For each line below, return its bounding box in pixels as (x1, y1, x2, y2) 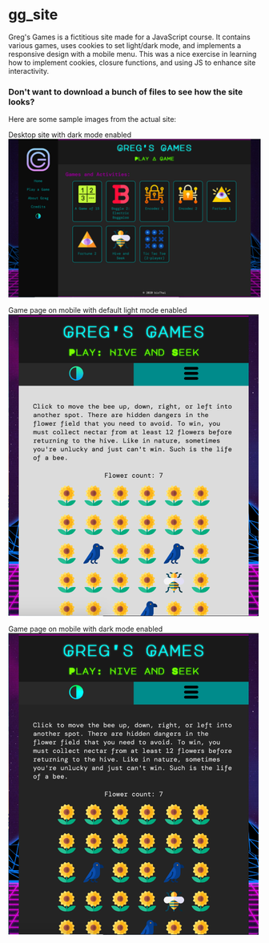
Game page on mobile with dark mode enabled (8, 624, 163, 633)
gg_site (8, 6, 58, 24)
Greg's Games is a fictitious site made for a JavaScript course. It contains (8, 32, 251, 42)
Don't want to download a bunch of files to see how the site (8, 86, 243, 97)
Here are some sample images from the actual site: (8, 115, 177, 124)
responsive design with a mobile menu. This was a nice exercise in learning (8, 49, 257, 59)
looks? (8, 96, 35, 107)
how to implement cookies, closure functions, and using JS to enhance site (8, 58, 256, 67)
